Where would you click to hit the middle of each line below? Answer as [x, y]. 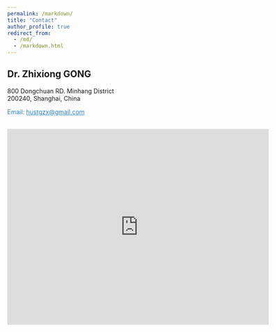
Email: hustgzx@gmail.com [46, 111]
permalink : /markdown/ [40, 14]
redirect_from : [29, 33]
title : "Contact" [32, 20]
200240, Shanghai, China [44, 98]
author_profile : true [39, 26]
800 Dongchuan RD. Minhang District [61, 90]
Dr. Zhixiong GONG [49, 74]
